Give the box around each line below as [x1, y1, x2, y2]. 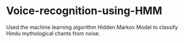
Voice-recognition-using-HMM [6, 4, 163, 18]
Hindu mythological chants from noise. [6, 29, 101, 37]
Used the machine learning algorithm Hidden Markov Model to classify [6, 24, 179, 31]
